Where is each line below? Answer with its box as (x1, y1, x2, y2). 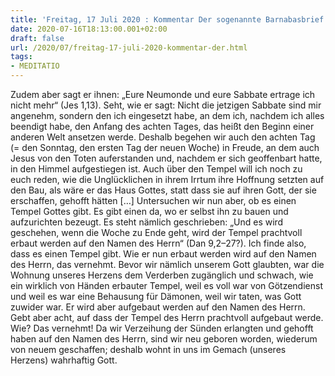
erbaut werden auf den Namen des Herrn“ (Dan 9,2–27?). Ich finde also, (10, 237, 307, 249)
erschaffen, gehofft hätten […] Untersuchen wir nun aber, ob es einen (10, 195, 297, 206)
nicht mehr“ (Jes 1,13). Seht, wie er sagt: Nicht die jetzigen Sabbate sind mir (10, 99, 322, 111)
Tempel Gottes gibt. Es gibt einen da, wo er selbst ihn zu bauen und (10, 206, 289, 217)
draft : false (10, 33, 65, 43)
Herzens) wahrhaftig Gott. (10, 354, 118, 366)
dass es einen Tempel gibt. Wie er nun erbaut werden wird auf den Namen (10, 248, 317, 260)
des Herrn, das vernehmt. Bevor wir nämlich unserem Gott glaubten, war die (10, 259, 325, 270)
